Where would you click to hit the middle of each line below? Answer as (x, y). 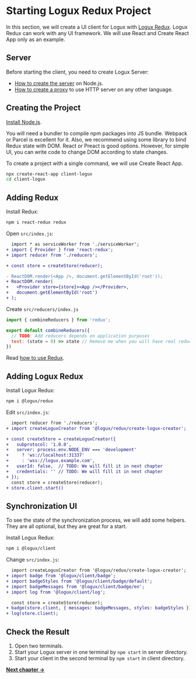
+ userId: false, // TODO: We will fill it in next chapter (85, 466)
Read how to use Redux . (35, 358)
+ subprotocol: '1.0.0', (39, 444)
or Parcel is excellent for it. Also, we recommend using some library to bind (96, 139)
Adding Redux (32, 197)
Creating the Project (43, 108)
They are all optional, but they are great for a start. (66, 526)
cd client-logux (26, 180)
